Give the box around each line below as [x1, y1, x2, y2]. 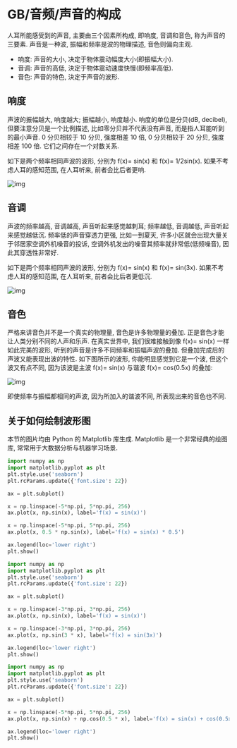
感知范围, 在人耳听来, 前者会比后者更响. [31, 165, 146, 173]
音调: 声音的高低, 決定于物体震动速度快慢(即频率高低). [17, 63, 174, 72]
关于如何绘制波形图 [7, 415, 91, 427]
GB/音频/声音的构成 [7, 6, 121, 23]
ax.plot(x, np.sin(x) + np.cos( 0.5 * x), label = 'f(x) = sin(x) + [7, 715, 203, 723]
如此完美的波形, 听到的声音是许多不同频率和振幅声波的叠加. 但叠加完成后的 [7, 346, 224, 355]
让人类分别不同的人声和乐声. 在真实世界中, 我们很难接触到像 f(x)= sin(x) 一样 [7, 337, 229, 345]
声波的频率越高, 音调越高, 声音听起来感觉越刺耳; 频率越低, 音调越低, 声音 [7, 221, 217, 230]
